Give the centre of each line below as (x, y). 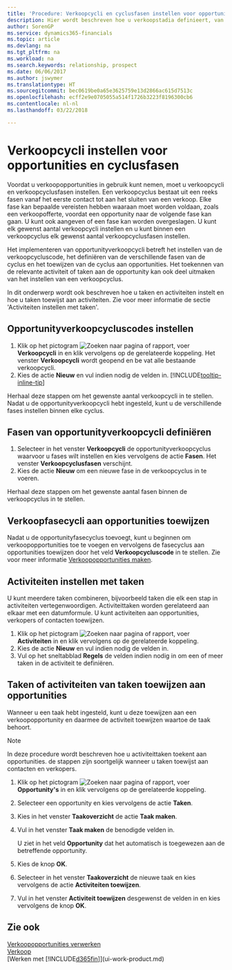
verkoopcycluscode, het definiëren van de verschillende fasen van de (106, 256)
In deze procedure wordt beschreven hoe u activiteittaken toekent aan (107, 754)
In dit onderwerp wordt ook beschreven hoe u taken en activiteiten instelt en (116, 292)
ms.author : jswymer (35, 78)
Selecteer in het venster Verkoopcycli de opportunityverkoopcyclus (114, 449)
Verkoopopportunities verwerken (54, 944)
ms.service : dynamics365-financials (60, 33)
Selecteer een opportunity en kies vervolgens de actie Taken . (105, 803)
